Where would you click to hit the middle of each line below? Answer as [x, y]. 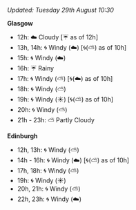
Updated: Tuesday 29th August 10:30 [60, 10]
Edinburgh [22, 136]
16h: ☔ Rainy [35, 68]
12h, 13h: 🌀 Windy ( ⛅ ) [48, 150]
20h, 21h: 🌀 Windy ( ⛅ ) [49, 189]
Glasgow [20, 23]
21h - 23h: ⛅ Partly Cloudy [56, 120]
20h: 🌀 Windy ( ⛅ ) [42, 109]
